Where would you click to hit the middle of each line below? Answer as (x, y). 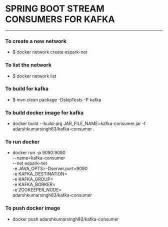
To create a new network (36, 41)
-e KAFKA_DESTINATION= (40, 174)
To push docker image (33, 208)
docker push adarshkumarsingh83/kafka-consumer (65, 219)
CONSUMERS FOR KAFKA (60, 19)
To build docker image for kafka (44, 112)
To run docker (22, 142)
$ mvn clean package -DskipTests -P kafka (57, 99)
